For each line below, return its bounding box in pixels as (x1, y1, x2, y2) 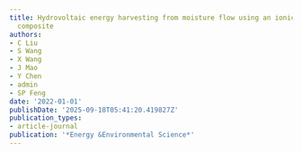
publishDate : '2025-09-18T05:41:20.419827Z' (9, 105, 179, 114)
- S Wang (9, 47, 42, 56)
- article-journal (9, 122, 78, 131)
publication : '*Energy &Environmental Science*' (9, 130, 195, 139)
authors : (9, 30, 42, 39)
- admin (9, 80, 39, 89)
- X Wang (9, 55, 42, 64)
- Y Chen (9, 72, 42, 81)
